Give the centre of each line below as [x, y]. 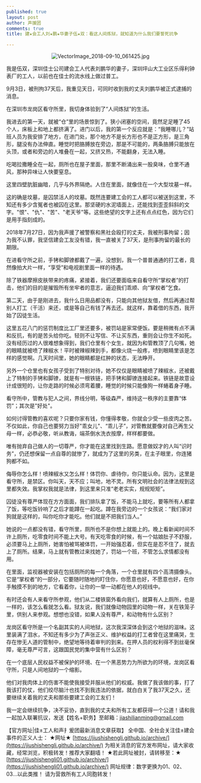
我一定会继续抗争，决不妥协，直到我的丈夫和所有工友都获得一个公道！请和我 [100, 710]
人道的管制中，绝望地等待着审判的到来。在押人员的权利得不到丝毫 [108, 642]
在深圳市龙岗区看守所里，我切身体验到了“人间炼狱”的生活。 [79, 109]
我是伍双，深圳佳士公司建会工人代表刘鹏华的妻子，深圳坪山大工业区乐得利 [98, 69]
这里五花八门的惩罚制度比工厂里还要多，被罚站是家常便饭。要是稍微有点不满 [100, 328]
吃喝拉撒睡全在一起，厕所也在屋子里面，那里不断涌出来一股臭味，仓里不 [95, 164]
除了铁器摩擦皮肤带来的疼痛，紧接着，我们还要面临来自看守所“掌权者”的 [95, 280]
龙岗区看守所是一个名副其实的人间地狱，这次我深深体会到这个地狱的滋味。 [98, 627]
